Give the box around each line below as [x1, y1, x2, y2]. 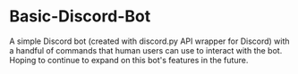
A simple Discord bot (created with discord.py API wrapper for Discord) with [9, 36, 290, 46]
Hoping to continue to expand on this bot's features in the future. [9, 54, 249, 65]
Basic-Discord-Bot [9, 6, 151, 27]
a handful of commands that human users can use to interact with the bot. [9, 45, 283, 55]
